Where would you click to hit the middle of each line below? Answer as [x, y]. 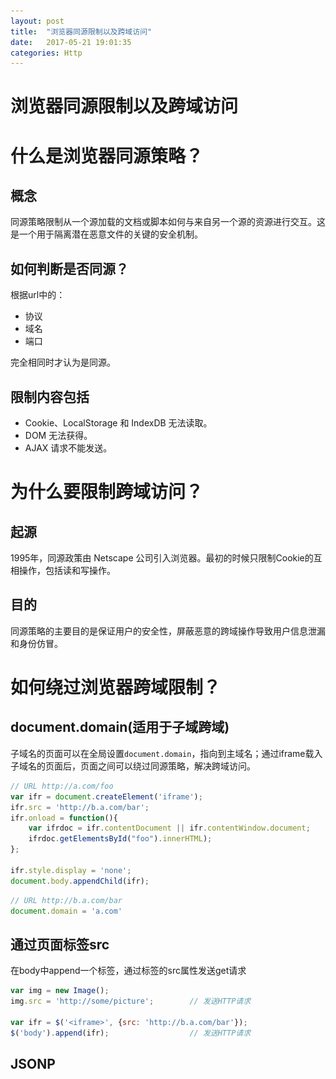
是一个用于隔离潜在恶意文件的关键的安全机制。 [106, 234]
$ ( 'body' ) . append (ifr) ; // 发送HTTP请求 [131, 1033]
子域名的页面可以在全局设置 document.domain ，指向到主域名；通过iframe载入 [166, 753]
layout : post [37, 21]
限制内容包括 [50, 396]
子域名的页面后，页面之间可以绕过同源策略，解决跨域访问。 [133, 766]
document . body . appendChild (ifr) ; [80, 881]
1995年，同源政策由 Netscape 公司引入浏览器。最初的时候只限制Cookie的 [162, 558]
